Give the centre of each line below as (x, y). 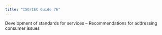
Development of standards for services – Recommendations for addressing (81, 23)
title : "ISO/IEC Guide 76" (33, 9)
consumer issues (22, 28)
